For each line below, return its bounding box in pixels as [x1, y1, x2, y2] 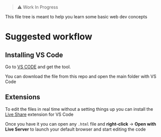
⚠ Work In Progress [17, 4, 58, 10]
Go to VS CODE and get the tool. [5, 64, 71, 70]
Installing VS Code [5, 50, 63, 59]
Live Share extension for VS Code [5, 111, 74, 117]
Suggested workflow [5, 31, 93, 43]
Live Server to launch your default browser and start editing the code [5, 126, 146, 132]
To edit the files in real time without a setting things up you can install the [5, 106, 154, 112]
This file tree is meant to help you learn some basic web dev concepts [5, 14, 148, 19]
